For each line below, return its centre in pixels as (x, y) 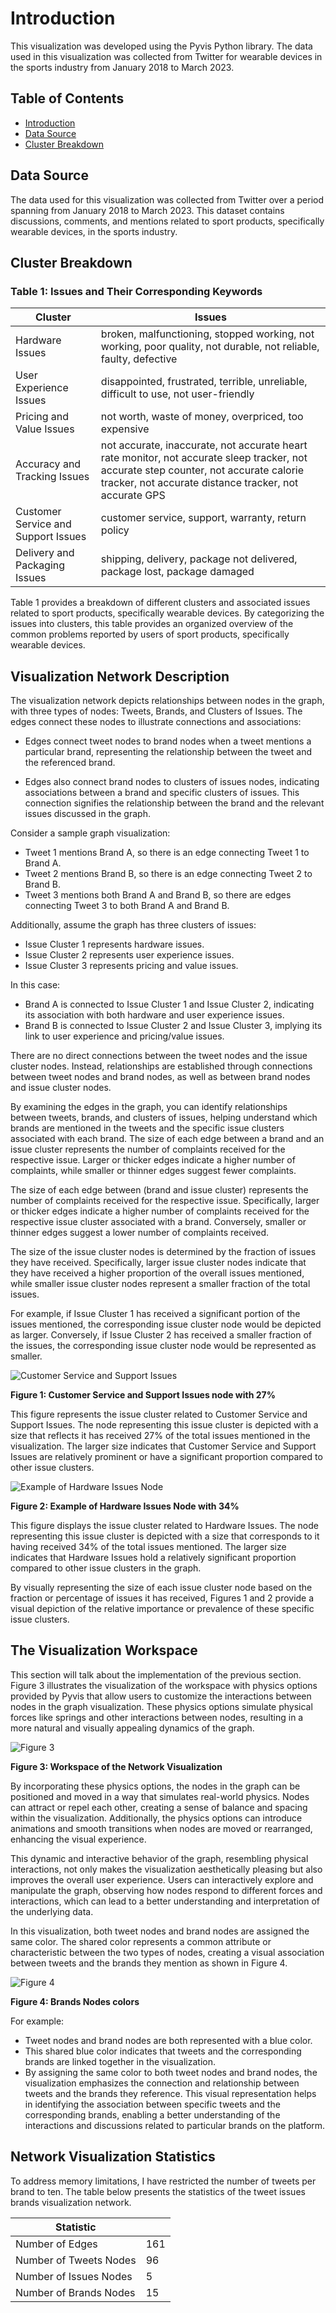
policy (115, 530)
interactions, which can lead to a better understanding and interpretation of (165, 1901)
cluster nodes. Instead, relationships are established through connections (161, 1066)
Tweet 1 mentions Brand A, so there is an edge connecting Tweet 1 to (167, 853)
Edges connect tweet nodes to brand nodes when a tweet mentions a (168, 741)
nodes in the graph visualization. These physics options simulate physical (161, 1706)
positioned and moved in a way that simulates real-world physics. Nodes (160, 1796)
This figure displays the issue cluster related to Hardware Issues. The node (164, 1526)
